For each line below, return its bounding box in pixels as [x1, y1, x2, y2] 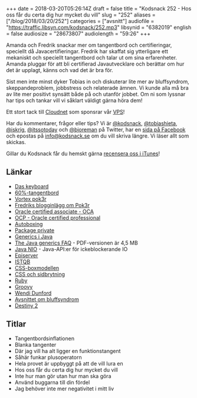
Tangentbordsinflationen [14, 335, 75, 342]
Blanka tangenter [14, 341, 57, 348]
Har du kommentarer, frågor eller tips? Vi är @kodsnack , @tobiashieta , [6, 120, 178, 126]
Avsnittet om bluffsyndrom [14, 295, 80, 303]
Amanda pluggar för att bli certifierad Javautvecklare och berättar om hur [6, 60, 185, 67]
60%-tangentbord [14, 189, 59, 196]
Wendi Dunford [14, 289, 52, 296]
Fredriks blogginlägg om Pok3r [14, 201, 90, 208]
